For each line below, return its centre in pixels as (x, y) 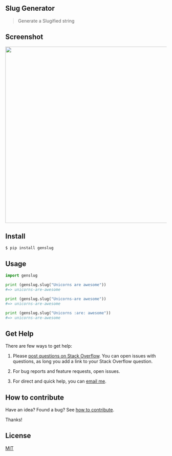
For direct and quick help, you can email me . (59, 381)
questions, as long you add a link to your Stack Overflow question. (83, 362)
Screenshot (24, 37)
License (18, 436)
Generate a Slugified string (46, 21)
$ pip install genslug (29, 248)
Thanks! (14, 420)
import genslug (21, 276)
